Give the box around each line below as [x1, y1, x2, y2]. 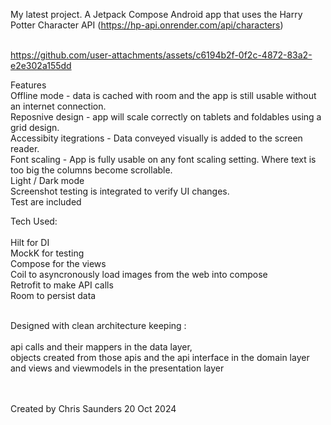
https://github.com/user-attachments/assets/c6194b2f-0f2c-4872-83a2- [10, 49, 313, 61]
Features [10, 79, 47, 91]
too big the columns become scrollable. [10, 164, 173, 176]
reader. [10, 143, 40, 154]
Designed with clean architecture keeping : [10, 320, 187, 331]
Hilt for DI [10, 237, 50, 248]
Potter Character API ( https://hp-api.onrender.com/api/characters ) [10, 19, 284, 31]
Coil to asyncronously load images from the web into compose [10, 269, 268, 280]
